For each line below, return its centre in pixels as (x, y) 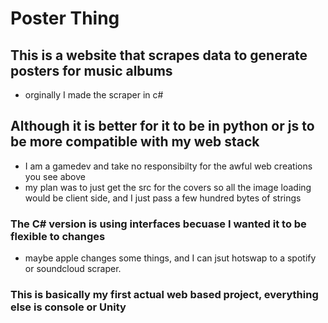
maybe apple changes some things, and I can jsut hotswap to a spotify (170, 258)
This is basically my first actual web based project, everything (164, 295)
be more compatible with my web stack (135, 142)
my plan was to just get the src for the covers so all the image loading (168, 187)
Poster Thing (65, 18)
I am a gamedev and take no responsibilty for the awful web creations (168, 166)
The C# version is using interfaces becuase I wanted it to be (158, 224)
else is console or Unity (68, 307)
